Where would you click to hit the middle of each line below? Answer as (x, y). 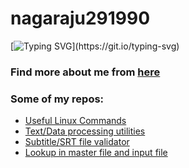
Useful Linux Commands (75, 121)
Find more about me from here (85, 72)
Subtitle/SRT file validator (77, 142)
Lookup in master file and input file (96, 153)
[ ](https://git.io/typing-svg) (95, 46)
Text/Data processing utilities (85, 131)
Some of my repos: (57, 99)
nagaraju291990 (80, 18)
